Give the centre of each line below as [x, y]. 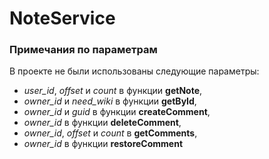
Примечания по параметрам [83, 50]
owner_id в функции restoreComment [103, 144]
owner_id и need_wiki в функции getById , [110, 101]
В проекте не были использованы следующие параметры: [134, 71]
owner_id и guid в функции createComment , [117, 112]
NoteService [62, 18]
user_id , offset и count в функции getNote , [113, 91]
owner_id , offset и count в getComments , [110, 133]
